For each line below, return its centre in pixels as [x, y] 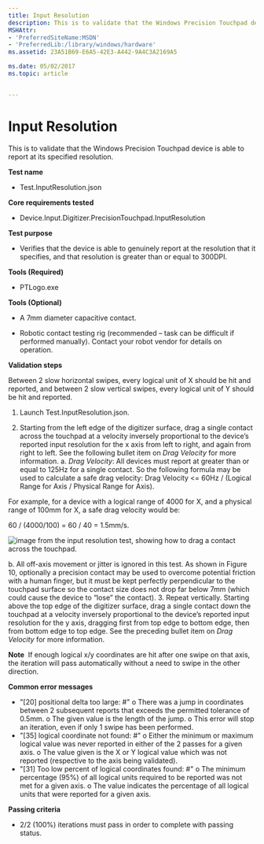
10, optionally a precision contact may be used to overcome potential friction [132, 572]
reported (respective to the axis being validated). [99, 760]
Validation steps [35, 365]
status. [30, 833]
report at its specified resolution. [61, 156]
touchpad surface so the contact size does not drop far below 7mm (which [129, 589]
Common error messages [51, 686]
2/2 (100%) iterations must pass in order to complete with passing [126, 824]
